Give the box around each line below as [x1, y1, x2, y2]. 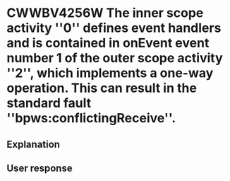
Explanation [6, 138, 61, 150]
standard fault [6, 95, 92, 111]
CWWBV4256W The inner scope [6, 5, 204, 21]
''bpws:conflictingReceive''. [6, 110, 176, 127]
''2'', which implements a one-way [6, 65, 214, 81]
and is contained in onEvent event [6, 35, 210, 51]
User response [6, 162, 73, 174]
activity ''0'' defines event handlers [6, 20, 222, 36]
